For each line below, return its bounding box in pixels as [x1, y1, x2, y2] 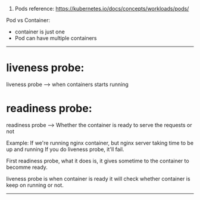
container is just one [14, 28, 65, 35]
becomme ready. [6, 164, 48, 171]
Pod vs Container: [6, 17, 51, 23]
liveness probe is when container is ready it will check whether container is [6, 175, 190, 182]
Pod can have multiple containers [14, 35, 97, 41]
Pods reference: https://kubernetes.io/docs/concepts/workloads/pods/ [14, 5, 189, 12]
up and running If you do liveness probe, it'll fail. [6, 146, 124, 153]
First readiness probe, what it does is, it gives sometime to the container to [6, 157, 189, 164]
